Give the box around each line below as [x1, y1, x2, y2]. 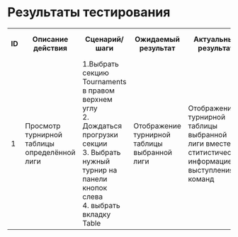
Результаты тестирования [7, 4, 171, 21]
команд [188, 174, 215, 184]
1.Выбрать [82, 59, 119, 69]
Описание [32, 34, 69, 44]
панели [82, 174, 108, 184]
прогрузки [82, 129, 118, 139]
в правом [82, 86, 115, 96]
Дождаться [82, 121, 123, 131]
